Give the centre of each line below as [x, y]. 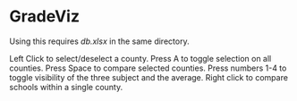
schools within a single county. [66, 87]
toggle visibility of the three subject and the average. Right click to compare [149, 77]
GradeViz [45, 17]
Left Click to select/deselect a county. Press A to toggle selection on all [140, 58]
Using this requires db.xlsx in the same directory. [99, 41]
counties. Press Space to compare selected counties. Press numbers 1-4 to [148, 68]
